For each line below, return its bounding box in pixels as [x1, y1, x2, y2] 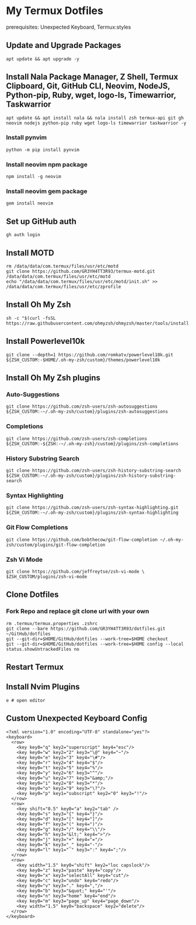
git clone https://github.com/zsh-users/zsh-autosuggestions [6, 404, 158, 409]
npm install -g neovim [6, 174, 61, 180]
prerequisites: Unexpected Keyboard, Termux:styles [6, 23, 131, 30]
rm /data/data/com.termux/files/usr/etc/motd [6, 264, 118, 269]
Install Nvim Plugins [6, 682, 80, 692]
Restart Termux [6, 662, 64, 672]
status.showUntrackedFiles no [6, 646, 80, 652]
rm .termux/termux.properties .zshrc [6, 620, 98, 626]
